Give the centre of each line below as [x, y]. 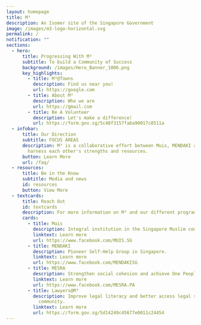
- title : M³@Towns [51, 79]
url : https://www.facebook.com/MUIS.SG [83, 240]
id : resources [40, 185]
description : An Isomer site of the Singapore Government [80, 23]
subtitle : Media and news [54, 179]
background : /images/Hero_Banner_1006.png [76, 67]
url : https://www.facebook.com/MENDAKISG [85, 263]
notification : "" [28, 40]
